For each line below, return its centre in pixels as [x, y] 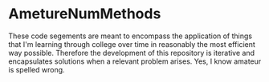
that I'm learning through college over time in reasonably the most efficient [132, 44]
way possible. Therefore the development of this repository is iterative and [132, 53]
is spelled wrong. [37, 69]
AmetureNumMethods [85, 14]
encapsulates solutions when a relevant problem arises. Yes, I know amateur [135, 61]
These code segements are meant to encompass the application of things [130, 36]
